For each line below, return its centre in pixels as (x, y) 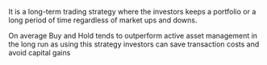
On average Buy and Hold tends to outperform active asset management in (133, 36)
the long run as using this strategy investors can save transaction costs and (134, 44)
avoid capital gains (40, 53)
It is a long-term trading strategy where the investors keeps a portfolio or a (132, 12)
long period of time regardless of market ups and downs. (103, 20)
